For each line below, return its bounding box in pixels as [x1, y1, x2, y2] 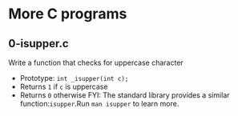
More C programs [8, 5, 127, 23]
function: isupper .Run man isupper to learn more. [19, 99, 180, 108]
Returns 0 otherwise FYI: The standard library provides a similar [19, 90, 230, 100]
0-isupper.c [8, 37, 70, 50]
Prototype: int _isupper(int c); [19, 74, 129, 82]
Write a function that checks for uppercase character [8, 58, 184, 67]
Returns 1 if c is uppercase [19, 82, 108, 91]
